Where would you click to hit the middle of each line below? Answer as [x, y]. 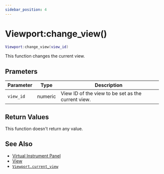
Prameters [21, 71]
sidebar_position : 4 [26, 10]
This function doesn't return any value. [44, 129]
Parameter [20, 85]
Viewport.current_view [35, 167]
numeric [46, 97]
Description [109, 85]
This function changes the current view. [45, 56]
